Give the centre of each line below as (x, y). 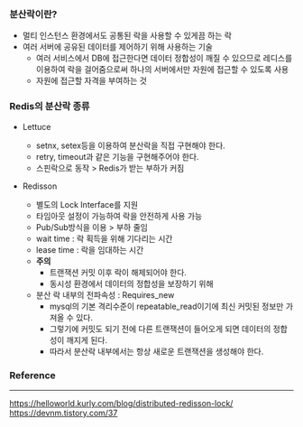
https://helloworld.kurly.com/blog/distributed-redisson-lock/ (121, 403)
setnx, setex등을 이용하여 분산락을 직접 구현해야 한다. (130, 145)
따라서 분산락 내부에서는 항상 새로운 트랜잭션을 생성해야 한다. (156, 351)
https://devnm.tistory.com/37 (64, 413)
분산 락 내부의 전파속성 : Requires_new (105, 294)
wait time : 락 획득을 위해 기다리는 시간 (104, 238)
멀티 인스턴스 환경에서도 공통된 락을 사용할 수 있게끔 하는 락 (127, 36)
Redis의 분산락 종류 (50, 107)
